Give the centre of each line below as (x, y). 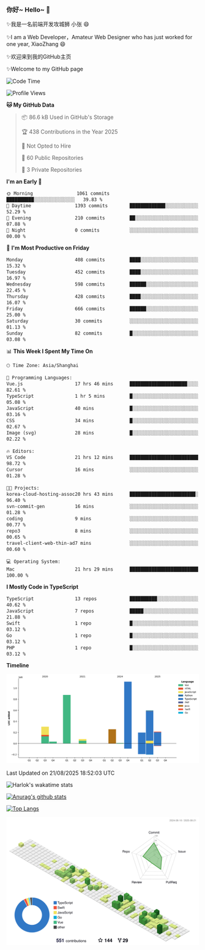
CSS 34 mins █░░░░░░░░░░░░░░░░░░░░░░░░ (102, 421)
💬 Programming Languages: (39, 378)
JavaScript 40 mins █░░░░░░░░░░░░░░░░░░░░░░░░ (102, 409)
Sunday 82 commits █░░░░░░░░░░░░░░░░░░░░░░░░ (102, 333)
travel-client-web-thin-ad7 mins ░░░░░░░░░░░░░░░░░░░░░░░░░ (102, 544)
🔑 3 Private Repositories (52, 170)
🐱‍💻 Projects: (23, 488)
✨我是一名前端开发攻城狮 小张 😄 (48, 24)
